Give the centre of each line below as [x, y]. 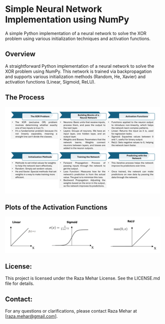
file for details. [20, 283]
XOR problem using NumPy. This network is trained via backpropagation [78, 71]
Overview [20, 54]
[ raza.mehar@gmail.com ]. [32, 316]
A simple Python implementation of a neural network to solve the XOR [76, 33]
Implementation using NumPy [67, 20]
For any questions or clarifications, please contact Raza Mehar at [71, 311]
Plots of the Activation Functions [56, 208]
